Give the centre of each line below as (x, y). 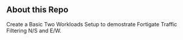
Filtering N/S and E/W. (34, 30)
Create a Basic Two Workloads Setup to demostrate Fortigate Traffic (92, 24)
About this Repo (37, 10)
